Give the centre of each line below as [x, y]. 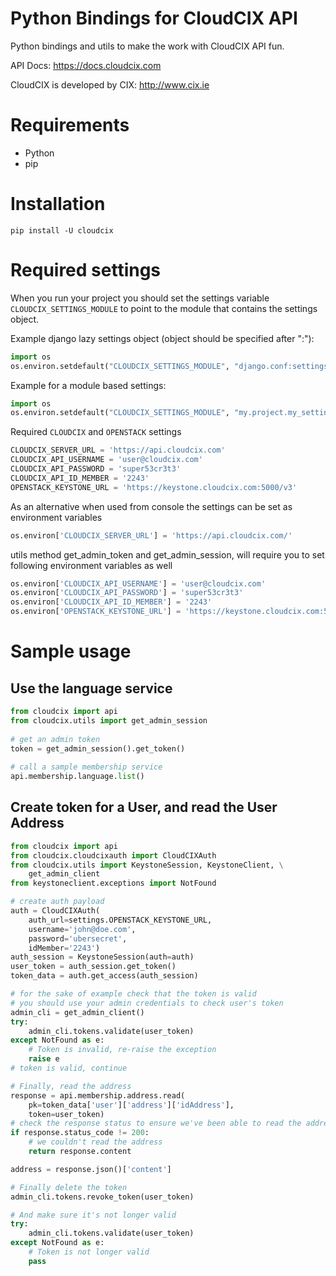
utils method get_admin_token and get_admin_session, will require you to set [167, 554]
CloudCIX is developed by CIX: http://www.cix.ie [110, 84]
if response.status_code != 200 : [80, 1133]
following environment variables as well [91, 565]
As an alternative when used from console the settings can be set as [151, 506]
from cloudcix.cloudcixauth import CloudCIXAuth [113, 855]
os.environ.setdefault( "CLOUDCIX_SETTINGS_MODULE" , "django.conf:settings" [171, 366]
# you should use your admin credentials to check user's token [147, 1003]
